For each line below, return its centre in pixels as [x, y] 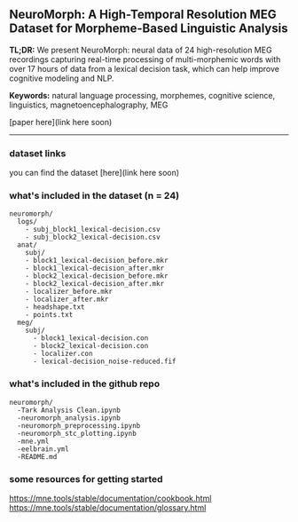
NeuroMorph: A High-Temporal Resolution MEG [143, 15]
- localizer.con [63, 354]
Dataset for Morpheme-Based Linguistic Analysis [149, 29]
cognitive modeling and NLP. [62, 78]
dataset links [38, 153]
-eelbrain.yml [43, 449]
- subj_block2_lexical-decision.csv [93, 237]
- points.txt [49, 315]
